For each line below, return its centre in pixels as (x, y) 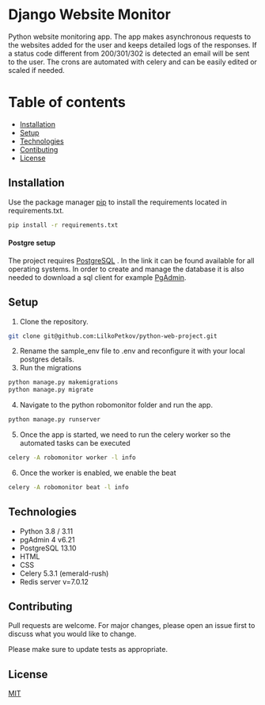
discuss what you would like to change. (72, 634)
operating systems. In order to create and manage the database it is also (126, 269)
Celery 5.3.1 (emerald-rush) (64, 573)
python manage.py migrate (51, 390)
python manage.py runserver (55, 420)
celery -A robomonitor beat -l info (68, 487)
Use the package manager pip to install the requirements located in (118, 202)
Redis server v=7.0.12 (54, 581)
